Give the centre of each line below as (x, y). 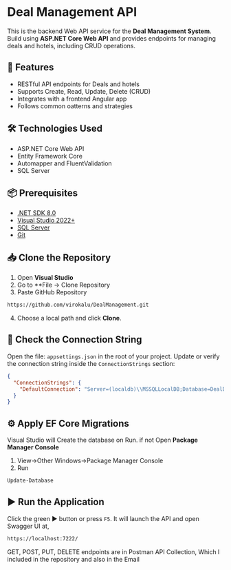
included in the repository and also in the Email (73, 559)
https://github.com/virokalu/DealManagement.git (78, 305)
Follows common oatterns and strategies (75, 106)
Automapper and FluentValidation (64, 163)
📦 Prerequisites (43, 193)
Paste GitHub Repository (52, 292)
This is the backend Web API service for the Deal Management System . (109, 31)
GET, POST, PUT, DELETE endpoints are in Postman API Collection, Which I (113, 551)
